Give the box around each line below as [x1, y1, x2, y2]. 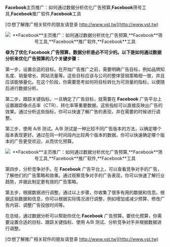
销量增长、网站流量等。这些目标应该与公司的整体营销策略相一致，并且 [18, 73, 165, 78]
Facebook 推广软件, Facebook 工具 [11, 11, 81, 17]
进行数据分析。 [9, 85, 41, 91]
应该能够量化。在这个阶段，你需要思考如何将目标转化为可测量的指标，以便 [5, 79, 160, 85]
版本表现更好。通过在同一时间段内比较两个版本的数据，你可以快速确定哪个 [5, 132, 160, 138]
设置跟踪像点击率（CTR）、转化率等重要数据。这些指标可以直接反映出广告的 [5, 103, 163, 108]
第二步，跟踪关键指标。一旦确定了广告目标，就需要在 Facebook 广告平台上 [5, 96, 162, 102]
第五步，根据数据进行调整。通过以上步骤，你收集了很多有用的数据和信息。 [5, 189, 160, 195]
